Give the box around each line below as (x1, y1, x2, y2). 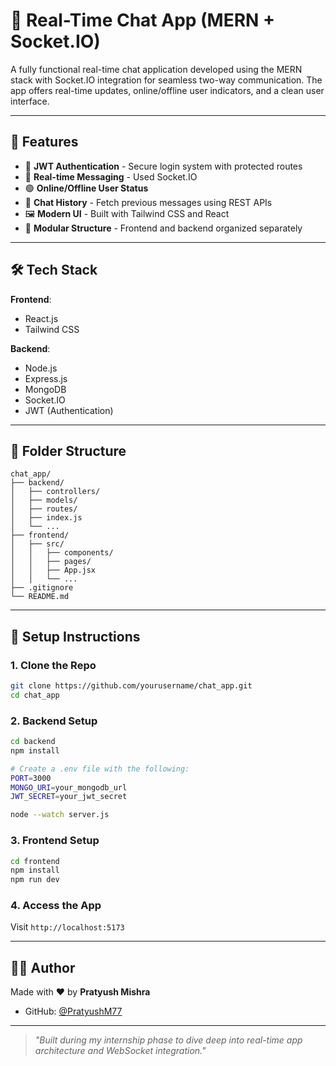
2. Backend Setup (10, 714, 98, 728)
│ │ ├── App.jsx (10, 565, 97, 576)
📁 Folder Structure (10, 442, 127, 459)
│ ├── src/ (10, 539, 65, 549)
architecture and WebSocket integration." (34, 1045, 207, 1057)
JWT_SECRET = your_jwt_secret (10, 792, 128, 802)
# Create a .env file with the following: (10, 764, 190, 774)
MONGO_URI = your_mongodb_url (10, 782, 128, 793)
